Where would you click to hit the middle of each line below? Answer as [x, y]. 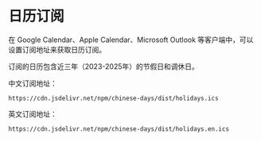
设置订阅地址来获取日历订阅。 [57, 49]
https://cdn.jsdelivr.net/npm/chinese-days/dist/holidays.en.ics [119, 129]
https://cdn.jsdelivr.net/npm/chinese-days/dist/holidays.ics [113, 98]
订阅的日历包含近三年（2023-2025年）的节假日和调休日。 [103, 66]
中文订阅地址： [33, 83]
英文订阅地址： [33, 114]
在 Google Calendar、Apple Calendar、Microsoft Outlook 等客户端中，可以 [131, 40]
